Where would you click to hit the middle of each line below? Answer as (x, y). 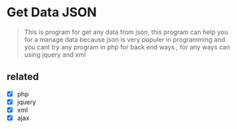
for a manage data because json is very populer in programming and (125, 39)
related (23, 77)
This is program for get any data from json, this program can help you (126, 32)
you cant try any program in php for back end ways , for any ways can (127, 47)
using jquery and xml (55, 55)
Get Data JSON (52, 12)
